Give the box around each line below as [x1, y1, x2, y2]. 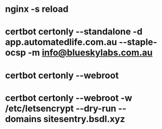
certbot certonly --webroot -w [5, 92, 132, 103]
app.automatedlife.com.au [5, 37, 117, 48]
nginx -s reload [5, 3, 69, 15]
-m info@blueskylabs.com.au [28, 47, 153, 58]
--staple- [119, 37, 158, 48]
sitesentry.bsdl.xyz [43, 113, 125, 125]
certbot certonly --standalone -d [5, 26, 143, 38]
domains [5, 113, 42, 125]
